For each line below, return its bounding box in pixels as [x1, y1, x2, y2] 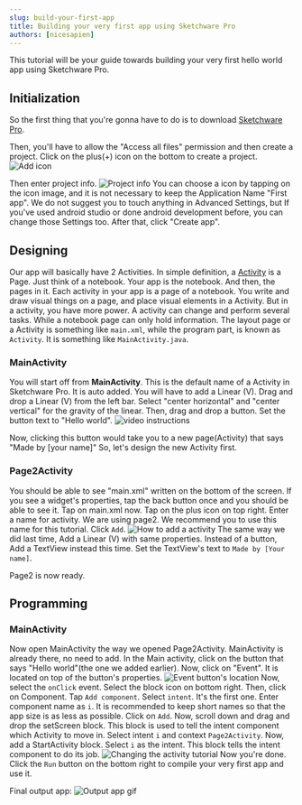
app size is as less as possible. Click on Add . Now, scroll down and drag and [9, 710, 290, 722]
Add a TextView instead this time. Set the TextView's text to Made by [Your [9, 542, 286, 553]
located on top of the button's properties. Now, [9, 672, 280, 683]
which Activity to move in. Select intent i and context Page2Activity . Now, [9, 730, 284, 741]
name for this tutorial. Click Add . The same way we [9, 523, 286, 534]
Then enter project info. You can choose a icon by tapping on [9, 178, 291, 190]
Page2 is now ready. [9, 569, 86, 580]
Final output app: [9, 786, 72, 797]
